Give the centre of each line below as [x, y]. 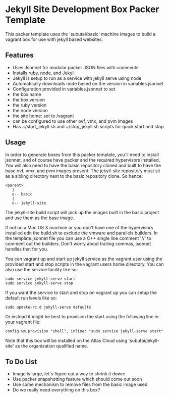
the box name [27, 94]
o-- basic [22, 194]
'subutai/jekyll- [144, 340]
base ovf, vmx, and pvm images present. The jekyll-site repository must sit [83, 171]
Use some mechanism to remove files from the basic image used [80, 384]
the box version [29, 99]
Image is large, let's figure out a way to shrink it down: [69, 374]
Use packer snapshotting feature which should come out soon [77, 379]
